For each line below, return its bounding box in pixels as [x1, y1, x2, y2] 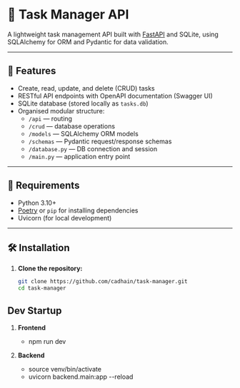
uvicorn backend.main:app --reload [28, 372, 134, 381]
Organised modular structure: [17, 106, 105, 115]
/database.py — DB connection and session [28, 144, 158, 153]
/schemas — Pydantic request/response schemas [28, 137, 172, 145]
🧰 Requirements [7, 180, 80, 192]
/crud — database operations [28, 121, 116, 131]
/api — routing [28, 114, 73, 123]
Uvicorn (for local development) [17, 213, 112, 222]
